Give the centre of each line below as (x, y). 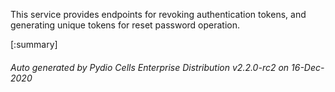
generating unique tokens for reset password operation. (125, 25)
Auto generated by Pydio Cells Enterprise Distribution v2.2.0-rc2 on (150, 67)
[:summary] (34, 44)
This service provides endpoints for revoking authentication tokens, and (158, 14)
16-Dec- (308, 67)
